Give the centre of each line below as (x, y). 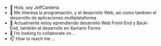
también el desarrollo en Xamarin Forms (61, 28)
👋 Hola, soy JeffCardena (35, 8)
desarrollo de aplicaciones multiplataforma (53, 18)
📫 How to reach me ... (32, 38)
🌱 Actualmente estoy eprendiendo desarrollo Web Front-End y (73, 23)
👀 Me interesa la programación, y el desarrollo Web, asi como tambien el (83, 13)
